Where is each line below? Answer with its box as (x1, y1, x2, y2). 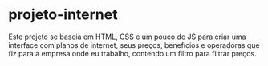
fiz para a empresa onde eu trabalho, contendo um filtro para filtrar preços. (8, 49, 257, 58)
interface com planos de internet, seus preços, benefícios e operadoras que (8, 40, 260, 49)
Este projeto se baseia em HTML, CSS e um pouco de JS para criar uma (8, 32, 246, 41)
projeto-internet (8, 6, 118, 24)
